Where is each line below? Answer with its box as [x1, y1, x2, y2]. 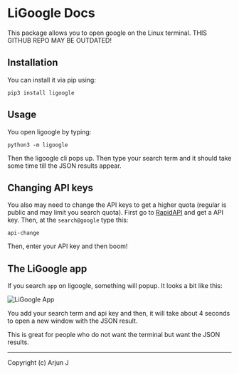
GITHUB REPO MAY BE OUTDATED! [7, 36, 112, 44]
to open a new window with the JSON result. [7, 316, 138, 325]
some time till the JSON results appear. [7, 161, 122, 170]
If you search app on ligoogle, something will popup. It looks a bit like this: [7, 282, 223, 290]
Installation [7, 57, 58, 69]
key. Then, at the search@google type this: [7, 215, 129, 225]
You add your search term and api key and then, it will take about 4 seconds [7, 309, 230, 318]
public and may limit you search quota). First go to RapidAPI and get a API [7, 208, 224, 217]
